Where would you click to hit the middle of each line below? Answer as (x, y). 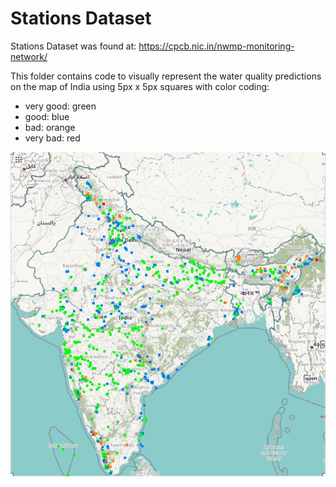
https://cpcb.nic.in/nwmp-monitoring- (216, 46)
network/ (29, 56)
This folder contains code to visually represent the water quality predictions (166, 76)
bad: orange (50, 127)
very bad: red (52, 138)
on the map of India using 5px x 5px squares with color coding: (140, 86)
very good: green (60, 106)
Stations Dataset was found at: (73, 46)
